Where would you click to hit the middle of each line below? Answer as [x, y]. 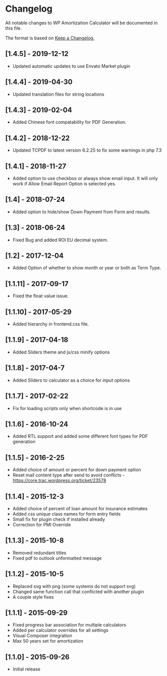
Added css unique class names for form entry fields [67, 514]
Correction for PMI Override [41, 524]
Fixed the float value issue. [40, 296]
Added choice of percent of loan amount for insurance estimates [80, 508]
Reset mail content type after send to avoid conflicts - [69, 475]
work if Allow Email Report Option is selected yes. [64, 184]
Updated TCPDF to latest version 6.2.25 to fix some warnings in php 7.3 [87, 150]
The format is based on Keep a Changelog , [50, 38]
